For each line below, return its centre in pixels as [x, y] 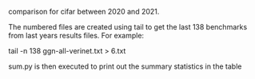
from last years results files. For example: [76, 36]
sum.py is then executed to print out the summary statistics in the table [125, 66]
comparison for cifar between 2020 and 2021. [84, 12]
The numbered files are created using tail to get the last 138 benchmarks [128, 27]
